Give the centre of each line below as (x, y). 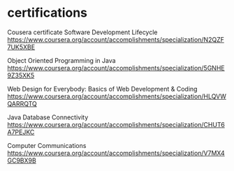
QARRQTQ (22, 103)
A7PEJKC (21, 132)
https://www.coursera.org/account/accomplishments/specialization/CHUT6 (116, 124)
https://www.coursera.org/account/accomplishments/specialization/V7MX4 (116, 153)
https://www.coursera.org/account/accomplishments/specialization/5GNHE (116, 68)
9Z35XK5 (21, 75)
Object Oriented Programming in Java (62, 60)
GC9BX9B (22, 160)
